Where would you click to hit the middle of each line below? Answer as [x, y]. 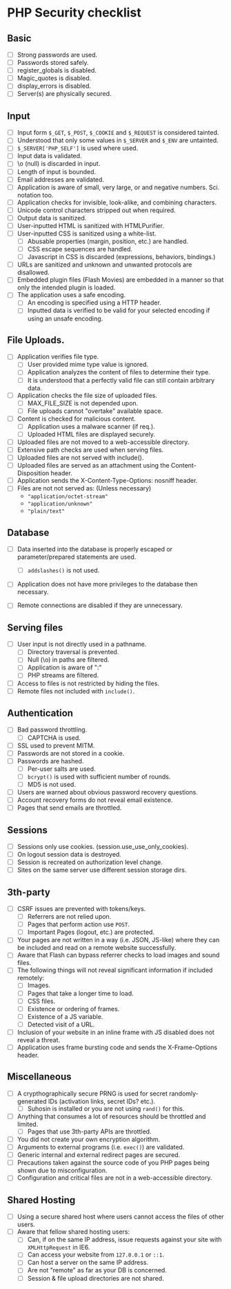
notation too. [35, 195]
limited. [28, 1124]
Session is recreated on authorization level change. [90, 862]
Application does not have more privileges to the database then [107, 584]
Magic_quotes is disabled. [54, 78]
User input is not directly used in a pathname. [82, 644]
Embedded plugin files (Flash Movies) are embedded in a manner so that [120, 280]
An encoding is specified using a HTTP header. [94, 303]
